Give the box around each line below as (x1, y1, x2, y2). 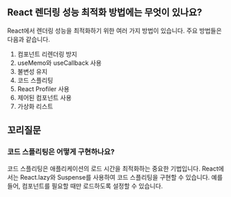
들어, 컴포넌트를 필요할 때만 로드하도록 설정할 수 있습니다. (7, 182, 164, 190)
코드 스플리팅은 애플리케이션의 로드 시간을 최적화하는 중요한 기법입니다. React (7, 164, 219, 173)
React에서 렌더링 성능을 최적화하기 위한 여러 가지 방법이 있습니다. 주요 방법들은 (7, 26, 223, 35)
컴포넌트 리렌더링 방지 (17, 49, 78, 58)
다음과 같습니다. (7, 35, 51, 43)
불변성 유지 (17, 67, 48, 75)
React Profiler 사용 (17, 84, 70, 93)
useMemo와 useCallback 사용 (17, 58, 102, 67)
